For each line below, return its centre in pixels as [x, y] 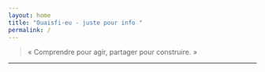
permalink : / [30, 30]
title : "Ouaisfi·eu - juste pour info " [76, 23]
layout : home [30, 15]
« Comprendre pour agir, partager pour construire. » [112, 52]
